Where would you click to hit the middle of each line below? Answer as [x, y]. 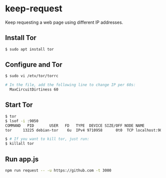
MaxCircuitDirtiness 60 [34, 89]
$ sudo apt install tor [30, 49]
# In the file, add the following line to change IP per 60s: [70, 85]
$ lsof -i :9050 [22, 121]
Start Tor [19, 105]
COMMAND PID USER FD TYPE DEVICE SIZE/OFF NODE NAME [75, 126]
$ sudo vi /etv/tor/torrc [32, 76]
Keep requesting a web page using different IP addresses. [64, 22]
